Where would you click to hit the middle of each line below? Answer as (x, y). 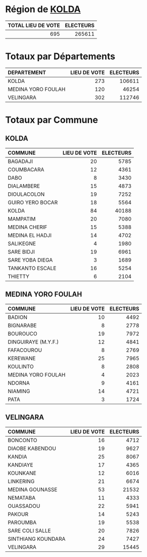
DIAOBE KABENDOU (32, 448)
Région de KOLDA (43, 9)
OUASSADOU (24, 506)
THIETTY (18, 276)
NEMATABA (22, 498)
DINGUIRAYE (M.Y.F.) (33, 341)
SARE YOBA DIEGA (30, 260)
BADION (18, 317)
